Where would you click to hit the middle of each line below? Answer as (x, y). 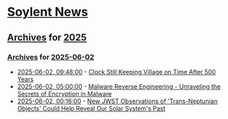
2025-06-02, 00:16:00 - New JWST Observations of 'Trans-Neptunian (117, 101)
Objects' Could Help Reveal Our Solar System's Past (91, 108)
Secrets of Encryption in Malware (64, 94)
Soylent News (48, 12)
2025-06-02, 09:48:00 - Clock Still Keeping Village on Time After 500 (116, 72)
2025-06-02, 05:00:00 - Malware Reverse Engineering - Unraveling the (119, 86)
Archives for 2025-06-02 (51, 57)
